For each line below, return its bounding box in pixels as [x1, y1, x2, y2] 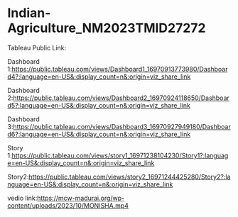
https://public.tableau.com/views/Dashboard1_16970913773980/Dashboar [11, 65, 228, 73]
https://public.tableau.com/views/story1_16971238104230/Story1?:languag [11, 151, 229, 160]
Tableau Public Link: [7, 43, 67, 52]
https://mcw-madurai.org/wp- [36, 194, 125, 202]
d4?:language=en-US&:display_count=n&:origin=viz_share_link [7, 72, 191, 81]
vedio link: [7, 194, 38, 202]
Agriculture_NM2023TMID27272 [7, 20, 206, 36]
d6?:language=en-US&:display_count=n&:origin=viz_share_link [7, 130, 191, 138]
